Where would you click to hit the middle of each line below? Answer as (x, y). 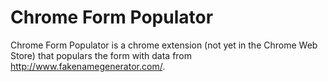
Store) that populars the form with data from (101, 55)
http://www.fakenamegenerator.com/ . (88, 66)
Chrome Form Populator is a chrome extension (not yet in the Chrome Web (164, 45)
